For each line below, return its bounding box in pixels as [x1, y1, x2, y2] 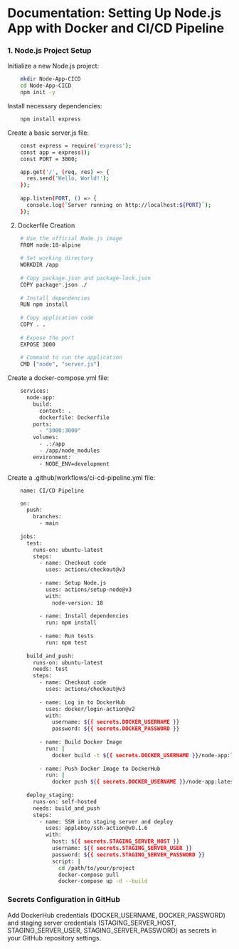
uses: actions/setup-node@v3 [45, 586, 132, 593]
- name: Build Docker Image [38, 739, 122, 746]
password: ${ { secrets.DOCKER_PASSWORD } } [52, 725, 180, 732]
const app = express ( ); [20, 148, 91, 156]
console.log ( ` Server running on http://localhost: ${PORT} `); [26, 201, 212, 208]
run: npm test [45, 639, 87, 646]
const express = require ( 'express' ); [20, 142, 132, 149]
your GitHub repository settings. [7, 933, 102, 942]
